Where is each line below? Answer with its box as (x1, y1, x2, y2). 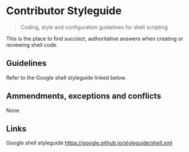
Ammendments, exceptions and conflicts (6, 91, 161, 101)
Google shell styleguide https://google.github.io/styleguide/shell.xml (6, 140, 172, 147)
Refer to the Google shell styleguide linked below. (6, 74, 127, 81)
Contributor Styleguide (6, 4, 122, 18)
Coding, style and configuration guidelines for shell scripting (20, 24, 168, 31)
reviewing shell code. (6, 41, 58, 48)
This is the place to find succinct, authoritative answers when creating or (6, 35, 184, 42)
